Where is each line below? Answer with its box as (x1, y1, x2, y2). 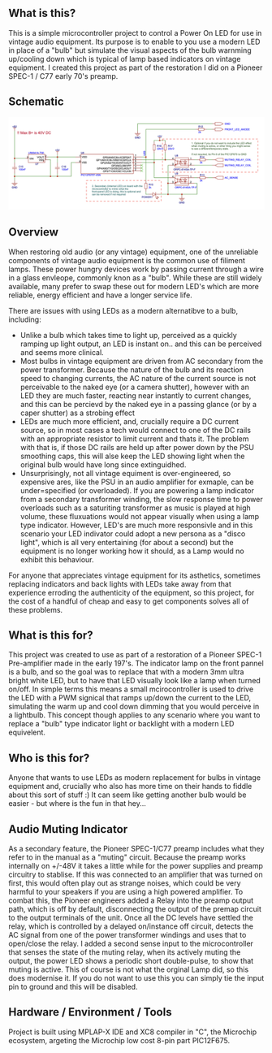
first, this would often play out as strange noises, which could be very (8, 877, 241, 888)
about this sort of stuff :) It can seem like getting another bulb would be (8, 790, 247, 799)
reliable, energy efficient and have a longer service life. (8, 290, 192, 300)
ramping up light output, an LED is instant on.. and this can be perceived (19, 339, 262, 349)
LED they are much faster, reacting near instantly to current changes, (19, 390, 252, 401)
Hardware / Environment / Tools (8, 1005, 172, 1019)
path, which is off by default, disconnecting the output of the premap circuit (8, 903, 262, 913)
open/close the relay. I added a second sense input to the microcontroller (8, 938, 254, 948)
